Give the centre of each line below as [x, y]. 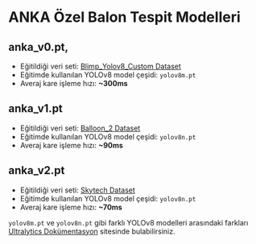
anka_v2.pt [37, 170]
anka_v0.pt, [39, 47]
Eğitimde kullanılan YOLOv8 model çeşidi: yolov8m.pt [108, 75]
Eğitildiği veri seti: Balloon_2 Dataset [80, 128]
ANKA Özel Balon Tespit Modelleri [125, 17]
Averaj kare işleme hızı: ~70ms [71, 207]
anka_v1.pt [35, 109]
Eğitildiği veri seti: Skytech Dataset [77, 190]
